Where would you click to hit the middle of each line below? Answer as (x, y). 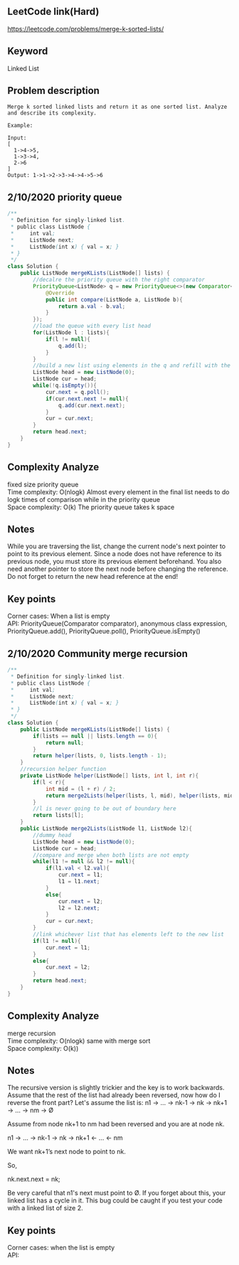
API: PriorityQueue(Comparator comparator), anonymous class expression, (117, 624)
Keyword (28, 52)
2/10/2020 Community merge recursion (98, 653)
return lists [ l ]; (58, 816)
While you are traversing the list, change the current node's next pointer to (117, 546)
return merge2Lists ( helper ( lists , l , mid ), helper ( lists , (133, 796)
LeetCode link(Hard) (53, 12)
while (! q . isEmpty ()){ (65, 385)
